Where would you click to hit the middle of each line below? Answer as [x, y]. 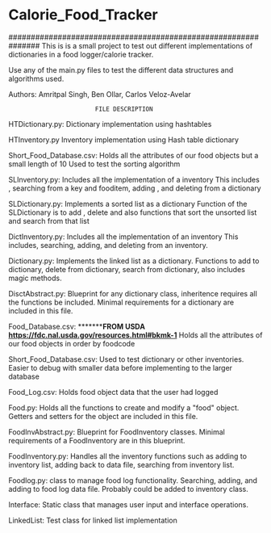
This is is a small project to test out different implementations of [147, 45]
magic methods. [35, 278]
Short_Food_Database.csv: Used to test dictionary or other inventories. [126, 359]
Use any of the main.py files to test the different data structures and [121, 69]
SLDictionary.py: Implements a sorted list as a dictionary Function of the [128, 204]
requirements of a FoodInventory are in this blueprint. [97, 440]
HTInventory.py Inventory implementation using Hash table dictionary [124, 140]
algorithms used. [36, 78]
